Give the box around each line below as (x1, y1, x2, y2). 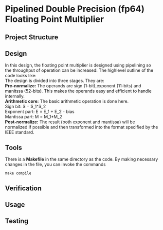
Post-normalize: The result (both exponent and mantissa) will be (5, 119, 135, 125)
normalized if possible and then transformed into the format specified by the (5, 124, 158, 130)
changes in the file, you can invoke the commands (5, 162, 106, 167)
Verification (5, 184, 42, 192)
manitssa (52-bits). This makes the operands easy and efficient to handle (5, 88, 152, 94)
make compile (5, 171, 32, 176)
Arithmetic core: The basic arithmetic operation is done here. (5, 99, 129, 104)
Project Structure (5, 33, 58, 41)
